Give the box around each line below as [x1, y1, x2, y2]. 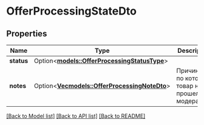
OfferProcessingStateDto [6, 4, 137, 18]
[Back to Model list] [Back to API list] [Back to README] [6, 112, 146, 120]
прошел [176, 89, 200, 98]
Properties [6, 29, 47, 39]
